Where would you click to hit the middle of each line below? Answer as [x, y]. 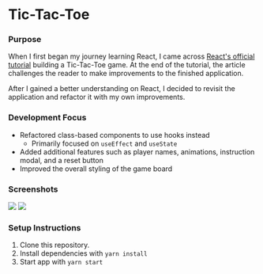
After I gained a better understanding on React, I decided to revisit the [122, 89]
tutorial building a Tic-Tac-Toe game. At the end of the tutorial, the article [127, 65]
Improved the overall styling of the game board [96, 169]
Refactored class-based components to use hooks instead [115, 135]
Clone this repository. [54, 245]
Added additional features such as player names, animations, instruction [137, 151]
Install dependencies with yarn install [83, 253]
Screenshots [33, 189]
